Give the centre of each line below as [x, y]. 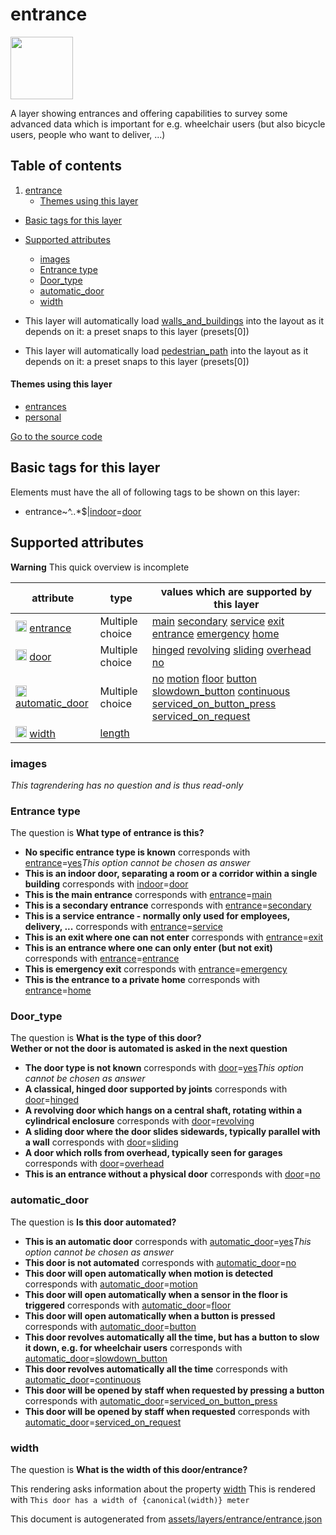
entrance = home [58, 990]
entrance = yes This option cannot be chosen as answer [137, 863]
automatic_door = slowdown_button [96, 1358]
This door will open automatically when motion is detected [149, 1273]
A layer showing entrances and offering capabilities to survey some [149, 113]
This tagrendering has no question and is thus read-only [127, 785]
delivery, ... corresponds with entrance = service [123, 927]
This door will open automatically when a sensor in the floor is [156, 1294]
